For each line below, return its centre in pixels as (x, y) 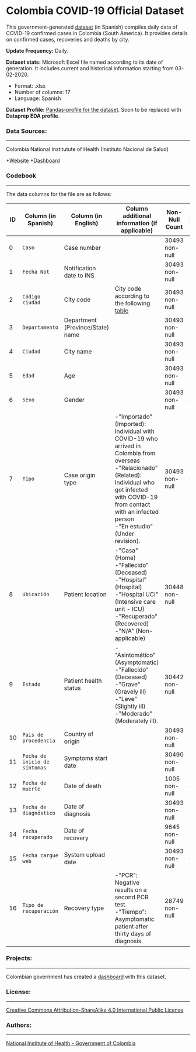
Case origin (80, 475)
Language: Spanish (38, 98)
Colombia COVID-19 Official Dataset (95, 11)
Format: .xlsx (30, 85)
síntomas (34, 767)
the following (132, 303)
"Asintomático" (135, 655)
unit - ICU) (129, 608)
